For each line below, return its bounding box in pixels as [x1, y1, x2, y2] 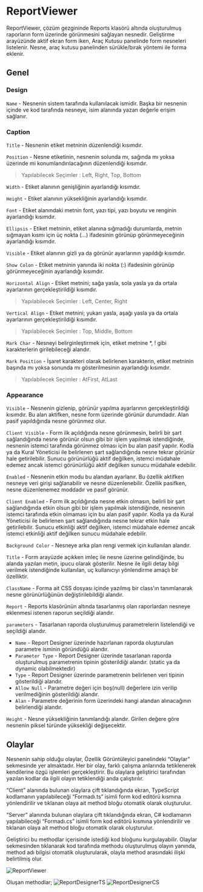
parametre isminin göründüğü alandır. [15, 646, 109, 653]
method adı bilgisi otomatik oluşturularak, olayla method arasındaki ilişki [6, 849, 185, 856]
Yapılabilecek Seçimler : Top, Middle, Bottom [21, 327, 133, 335]
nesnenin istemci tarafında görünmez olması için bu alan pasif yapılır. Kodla [6, 442, 194, 449]
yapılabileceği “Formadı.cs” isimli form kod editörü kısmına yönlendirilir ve [6, 817, 191, 825]
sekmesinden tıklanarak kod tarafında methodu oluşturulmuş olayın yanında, [6, 842, 197, 850]
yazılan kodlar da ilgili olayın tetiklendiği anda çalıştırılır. [6, 775, 144, 782]
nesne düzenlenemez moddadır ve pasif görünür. [6, 486, 129, 494]
